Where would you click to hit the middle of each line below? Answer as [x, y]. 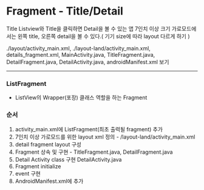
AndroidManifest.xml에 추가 [49, 181]
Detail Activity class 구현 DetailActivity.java [68, 159]
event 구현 [28, 173]
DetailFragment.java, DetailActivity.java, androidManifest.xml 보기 [88, 62]
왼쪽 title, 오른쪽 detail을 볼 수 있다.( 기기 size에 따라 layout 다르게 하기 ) [104, 36]
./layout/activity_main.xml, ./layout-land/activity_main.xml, [78, 48]
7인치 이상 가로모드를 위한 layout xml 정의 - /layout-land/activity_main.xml [105, 137]
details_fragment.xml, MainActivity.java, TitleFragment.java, [81, 54]
